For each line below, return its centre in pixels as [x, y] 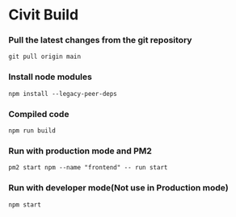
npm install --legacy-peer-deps [63, 94]
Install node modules [51, 77]
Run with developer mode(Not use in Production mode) [118, 188]
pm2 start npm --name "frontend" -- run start [88, 168]
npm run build [32, 131]
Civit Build [44, 15]
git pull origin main [45, 57]
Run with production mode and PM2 [80, 151]
